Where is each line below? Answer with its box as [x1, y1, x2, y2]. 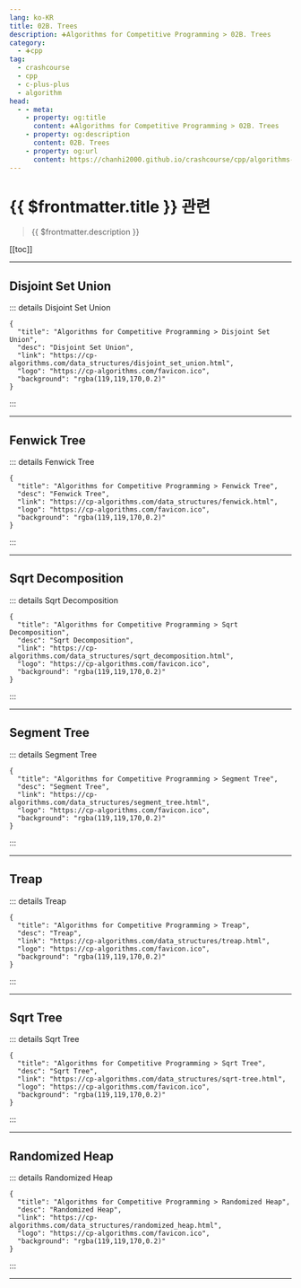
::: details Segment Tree [9, 749, 97, 759]
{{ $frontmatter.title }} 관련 [9, 197, 211, 216]
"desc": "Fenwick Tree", [17, 490, 110, 499]
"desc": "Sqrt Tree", [17, 1067, 99, 1076]
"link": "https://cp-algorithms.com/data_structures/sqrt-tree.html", [17, 1074, 287, 1084]
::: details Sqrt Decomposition [9, 594, 119, 606]
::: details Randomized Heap [9, 1172, 114, 1183]
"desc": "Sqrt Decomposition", [17, 635, 134, 644]
